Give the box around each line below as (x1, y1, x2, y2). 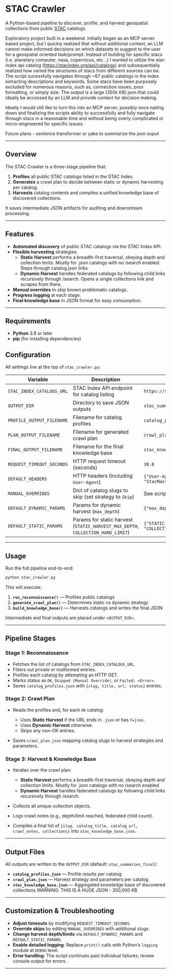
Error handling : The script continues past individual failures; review (12, 952, 154, 959)
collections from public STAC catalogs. (5, 25, 87, 31)
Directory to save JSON (73, 399, 129, 406)
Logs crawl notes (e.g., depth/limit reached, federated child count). (12, 813, 154, 819)
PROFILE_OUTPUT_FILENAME (8, 418, 68, 424)
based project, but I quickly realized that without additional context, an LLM (5, 40, 163, 46)
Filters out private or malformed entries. (12, 666, 97, 672)
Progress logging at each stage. (12, 292, 81, 298)
